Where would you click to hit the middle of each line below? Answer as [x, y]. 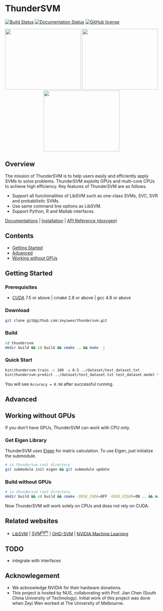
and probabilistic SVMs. [36, 201]
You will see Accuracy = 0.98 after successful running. [59, 384]
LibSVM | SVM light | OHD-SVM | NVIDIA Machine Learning [70, 533]
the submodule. [21, 456]
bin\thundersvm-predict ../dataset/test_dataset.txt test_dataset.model [80, 375]
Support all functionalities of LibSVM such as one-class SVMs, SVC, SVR [85, 196]
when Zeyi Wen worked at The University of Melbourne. [68, 603]
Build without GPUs [28, 481]
